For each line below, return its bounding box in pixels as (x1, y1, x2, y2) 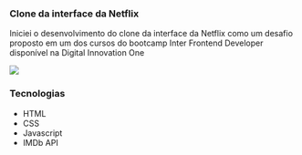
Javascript (22, 127, 63, 139)
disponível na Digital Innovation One (9, 47, 145, 58)
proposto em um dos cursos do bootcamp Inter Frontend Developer (9, 37, 264, 48)
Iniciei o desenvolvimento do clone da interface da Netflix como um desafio (9, 28, 294, 39)
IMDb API (22, 137, 59, 148)
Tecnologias (9, 88, 66, 100)
